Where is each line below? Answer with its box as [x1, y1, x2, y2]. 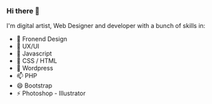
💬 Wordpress [16, 64, 54, 73]
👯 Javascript [16, 49, 52, 57]
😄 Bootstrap [16, 81, 53, 90]
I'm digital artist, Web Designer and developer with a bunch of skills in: [6, 22, 206, 30]
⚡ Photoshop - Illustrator [16, 89, 86, 98]
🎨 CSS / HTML [16, 57, 58, 65]
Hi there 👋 [6, 6, 40, 16]
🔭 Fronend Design [16, 35, 68, 43]
